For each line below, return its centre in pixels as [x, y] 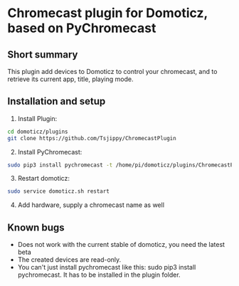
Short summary [43, 54]
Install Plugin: [37, 118]
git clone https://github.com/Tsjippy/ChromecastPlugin [92, 138]
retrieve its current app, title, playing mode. [70, 79]
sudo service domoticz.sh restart [59, 191]
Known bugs [36, 227]
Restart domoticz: [43, 179]
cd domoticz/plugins [38, 132]
